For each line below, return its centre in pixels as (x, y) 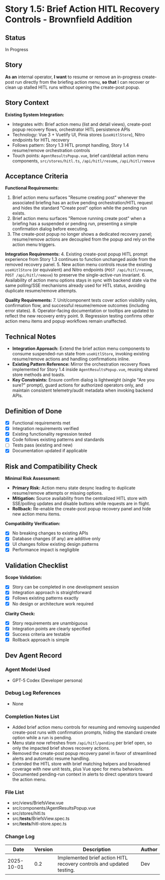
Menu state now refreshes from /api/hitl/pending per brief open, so (82, 743)
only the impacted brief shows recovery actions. (61, 748)
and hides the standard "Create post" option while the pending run (80, 208)
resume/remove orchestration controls (51, 150)
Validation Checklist (37, 565)
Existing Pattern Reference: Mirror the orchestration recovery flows (81, 364)
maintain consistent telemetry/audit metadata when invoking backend (82, 390)
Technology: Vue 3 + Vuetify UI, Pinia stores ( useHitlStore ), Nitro (78, 134)
